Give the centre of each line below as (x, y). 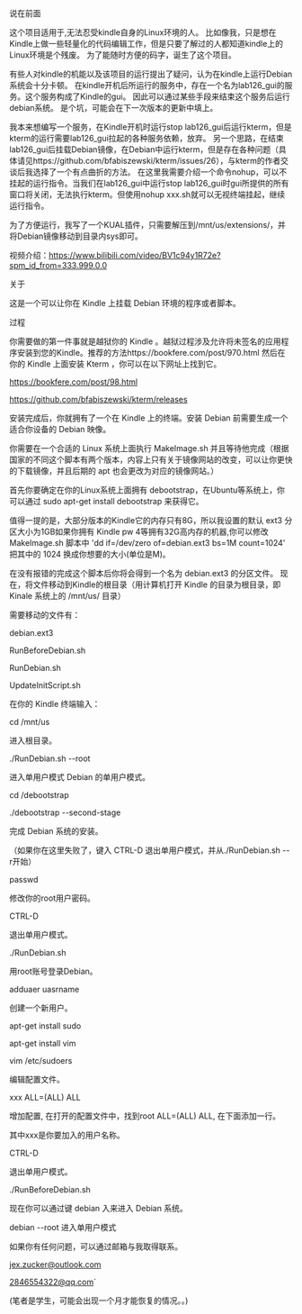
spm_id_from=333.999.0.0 (58, 265)
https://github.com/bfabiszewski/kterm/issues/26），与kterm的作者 (157, 161)
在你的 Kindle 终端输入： (55, 704)
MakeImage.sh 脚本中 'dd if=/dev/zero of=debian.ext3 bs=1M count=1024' (147, 543)
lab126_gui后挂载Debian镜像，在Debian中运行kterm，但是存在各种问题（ (144, 150)
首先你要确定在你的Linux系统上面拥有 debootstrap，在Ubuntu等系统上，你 (147, 490)
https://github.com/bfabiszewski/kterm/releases (98, 399)
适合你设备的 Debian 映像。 (60, 429)
